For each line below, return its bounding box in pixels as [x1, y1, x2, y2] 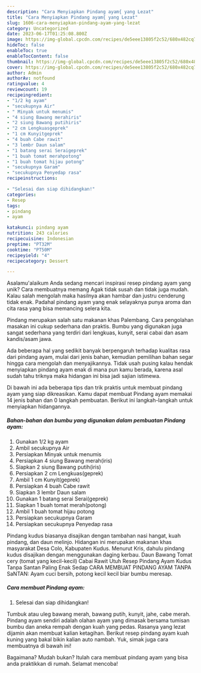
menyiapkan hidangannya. [7, 403, 72, 410]
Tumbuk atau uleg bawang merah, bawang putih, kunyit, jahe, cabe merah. [7, 610, 191, 618]
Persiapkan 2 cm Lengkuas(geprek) [15, 470, 104, 477]
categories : [7, 192, 36, 198]
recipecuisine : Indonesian [7, 236, 74, 242]
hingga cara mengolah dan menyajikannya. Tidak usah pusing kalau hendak [7, 359, 193, 367]
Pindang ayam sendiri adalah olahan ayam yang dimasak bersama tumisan [7, 617, 190, 624]
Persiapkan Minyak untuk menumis [15, 451, 102, 458]
